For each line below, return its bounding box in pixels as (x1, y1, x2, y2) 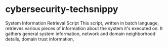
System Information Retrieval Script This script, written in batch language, (5, 20, 159, 26)
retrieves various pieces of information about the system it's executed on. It (5, 25, 163, 31)
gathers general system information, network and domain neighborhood (5, 30, 156, 36)
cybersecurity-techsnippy (5, 3, 118, 15)
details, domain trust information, (5, 36, 74, 42)
